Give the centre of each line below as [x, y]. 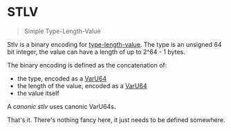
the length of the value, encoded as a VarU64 [82, 85]
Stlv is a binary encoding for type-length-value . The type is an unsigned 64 [114, 44]
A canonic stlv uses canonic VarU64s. [62, 106]
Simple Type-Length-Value [62, 31]
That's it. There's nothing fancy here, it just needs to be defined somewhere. [116, 120]
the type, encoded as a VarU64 [62, 78]
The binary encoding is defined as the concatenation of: [87, 65]
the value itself [38, 93]
